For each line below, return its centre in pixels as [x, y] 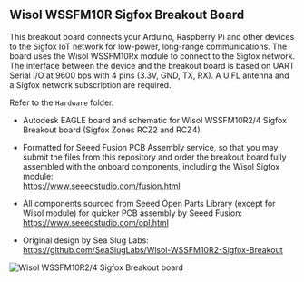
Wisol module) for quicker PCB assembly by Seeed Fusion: [132, 213]
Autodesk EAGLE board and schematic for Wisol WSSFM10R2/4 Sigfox [155, 120]
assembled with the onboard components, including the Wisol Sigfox [151, 166]
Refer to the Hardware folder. [62, 102]
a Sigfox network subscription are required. [90, 84]
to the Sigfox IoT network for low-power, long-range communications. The [148, 46]
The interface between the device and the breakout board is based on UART [152, 65]
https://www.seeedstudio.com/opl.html [96, 222]
